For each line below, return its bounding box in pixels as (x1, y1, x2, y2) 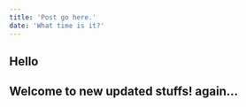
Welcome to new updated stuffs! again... (9, 84, 239, 99)
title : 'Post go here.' (9, 12, 97, 22)
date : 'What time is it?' (9, 21, 104, 30)
